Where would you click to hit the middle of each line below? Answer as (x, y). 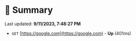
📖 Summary (29, 10)
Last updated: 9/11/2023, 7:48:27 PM (43, 24)
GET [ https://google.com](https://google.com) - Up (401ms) (71, 33)
